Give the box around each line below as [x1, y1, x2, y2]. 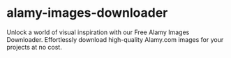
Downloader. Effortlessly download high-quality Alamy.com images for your [6, 35, 224, 43]
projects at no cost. [6, 43, 62, 51]
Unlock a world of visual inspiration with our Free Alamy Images [6, 28, 190, 36]
